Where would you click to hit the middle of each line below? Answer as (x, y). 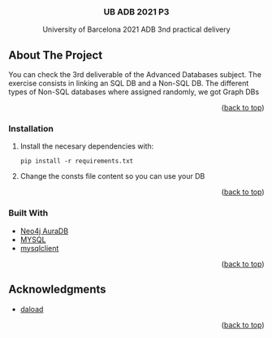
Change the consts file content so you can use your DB (112, 176)
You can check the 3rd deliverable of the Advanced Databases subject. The (135, 75)
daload (32, 309)
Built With (28, 213)
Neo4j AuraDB (44, 231)
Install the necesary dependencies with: (87, 146)
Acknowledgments (58, 290)
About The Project (56, 55)
